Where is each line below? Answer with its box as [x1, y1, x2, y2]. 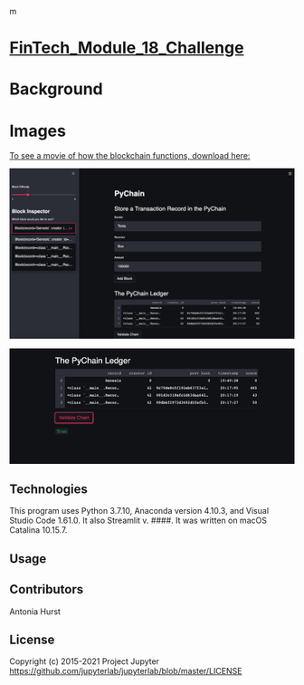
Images [9, 121, 66, 141]
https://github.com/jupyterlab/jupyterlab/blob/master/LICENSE [9, 666, 242, 677]
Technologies [9, 481, 89, 497]
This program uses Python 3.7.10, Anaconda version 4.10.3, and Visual [9, 506, 270, 516]
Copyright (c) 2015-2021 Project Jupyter [9, 656, 160, 667]
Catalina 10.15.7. [9, 525, 68, 535]
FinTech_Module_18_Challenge [9, 38, 244, 58]
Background [9, 79, 103, 100]
